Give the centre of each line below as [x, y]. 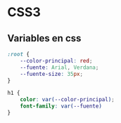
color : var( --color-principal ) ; [67, 100]
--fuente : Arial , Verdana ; [59, 67]
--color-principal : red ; [56, 60]
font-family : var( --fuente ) [61, 106]
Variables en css [44, 38]
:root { [19, 54]
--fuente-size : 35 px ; [51, 74]
